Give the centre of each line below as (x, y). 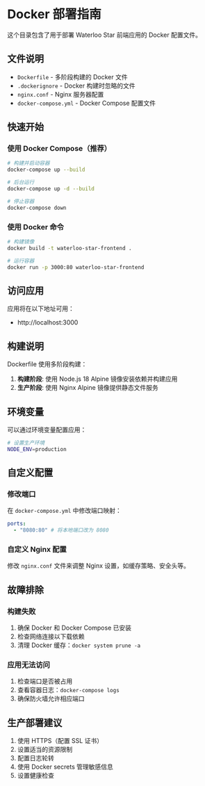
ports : (17, 524)
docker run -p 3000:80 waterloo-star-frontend (76, 267)
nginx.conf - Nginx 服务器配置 (60, 94)
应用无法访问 (29, 665)
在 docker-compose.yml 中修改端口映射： (64, 511)
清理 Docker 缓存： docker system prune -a (79, 645)
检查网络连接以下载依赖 (51, 637)
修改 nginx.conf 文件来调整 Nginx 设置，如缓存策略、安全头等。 (98, 566)
